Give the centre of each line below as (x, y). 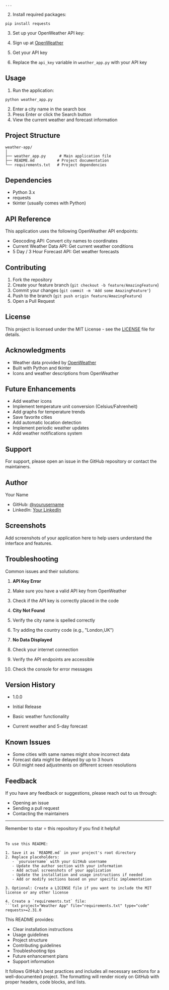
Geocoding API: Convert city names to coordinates (65, 241)
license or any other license (37, 893)
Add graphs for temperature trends (49, 412)
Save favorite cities (32, 417)
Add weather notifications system (47, 433)
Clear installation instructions (43, 929)
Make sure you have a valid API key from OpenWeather (69, 591)
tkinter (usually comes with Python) (49, 203)
